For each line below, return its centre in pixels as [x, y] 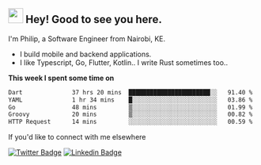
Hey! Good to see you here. [93, 19]
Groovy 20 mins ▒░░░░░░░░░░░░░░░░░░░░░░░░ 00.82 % [130, 115]
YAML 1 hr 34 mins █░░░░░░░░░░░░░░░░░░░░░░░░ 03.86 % [130, 100]
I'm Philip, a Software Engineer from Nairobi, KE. [87, 38]
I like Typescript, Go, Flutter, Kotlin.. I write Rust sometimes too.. [123, 62]
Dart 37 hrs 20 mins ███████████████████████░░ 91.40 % [130, 92]
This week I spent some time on [61, 78]
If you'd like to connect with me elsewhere [77, 137]
